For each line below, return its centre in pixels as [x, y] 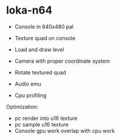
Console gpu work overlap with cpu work [65, 131]
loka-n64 [29, 10]
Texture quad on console [45, 38]
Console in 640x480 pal [44, 27]
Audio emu [28, 84]
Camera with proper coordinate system [62, 61]
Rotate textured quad [40, 72]
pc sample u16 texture [42, 124]
